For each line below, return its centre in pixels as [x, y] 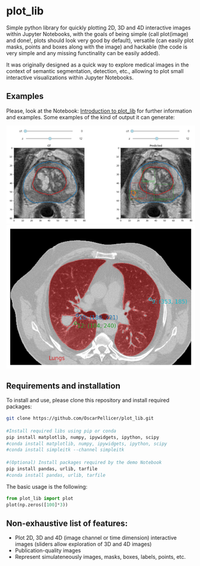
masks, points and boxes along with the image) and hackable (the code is [97, 47]
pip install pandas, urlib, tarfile [52, 469]
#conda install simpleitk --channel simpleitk [65, 450]
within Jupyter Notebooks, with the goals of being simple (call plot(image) [97, 34]
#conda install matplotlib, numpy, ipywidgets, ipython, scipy [87, 444]
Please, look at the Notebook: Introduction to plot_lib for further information [99, 111]
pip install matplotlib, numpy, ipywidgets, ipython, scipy [83, 437]
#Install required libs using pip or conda [61, 431]
